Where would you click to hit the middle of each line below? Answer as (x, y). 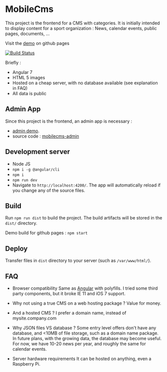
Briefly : (13, 62)
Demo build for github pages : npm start (47, 233)
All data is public (29, 93)
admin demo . (26, 131)
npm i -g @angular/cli (36, 170)
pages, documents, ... (27, 33)
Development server (38, 152)
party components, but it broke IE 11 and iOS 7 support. (69, 293)
